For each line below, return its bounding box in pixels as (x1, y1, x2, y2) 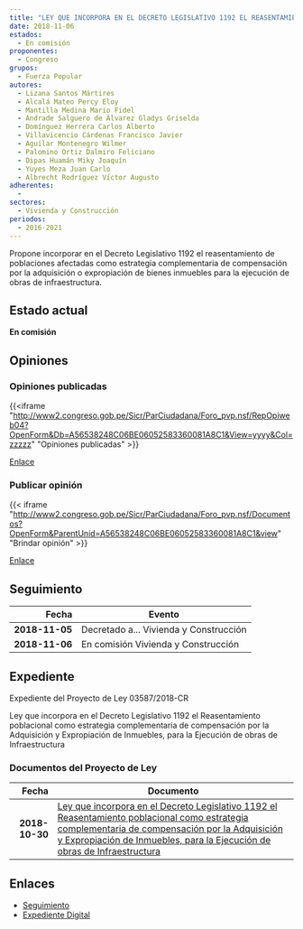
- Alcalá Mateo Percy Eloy (17, 97, 119, 107)
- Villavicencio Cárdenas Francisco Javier (17, 131, 183, 140)
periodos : (9, 214, 47, 224)
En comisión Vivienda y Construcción (80, 638, 240, 651)
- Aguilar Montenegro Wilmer (17, 139, 127, 148)
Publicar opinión (9, 478, 83, 491)
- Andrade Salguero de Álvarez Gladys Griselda (17, 114, 200, 123)
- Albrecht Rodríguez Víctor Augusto (17, 172, 160, 181)
